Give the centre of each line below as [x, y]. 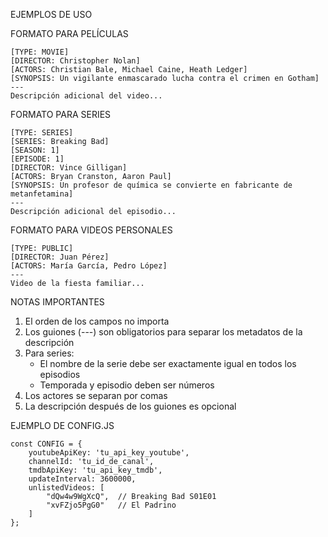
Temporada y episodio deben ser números [127, 385]
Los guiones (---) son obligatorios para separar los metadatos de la [163, 332]
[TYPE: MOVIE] [40, 52]
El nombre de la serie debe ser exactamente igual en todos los [168, 363]
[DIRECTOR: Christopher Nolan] [75, 61]
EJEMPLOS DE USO [51, 14]
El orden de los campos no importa [97, 321]
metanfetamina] [42, 194]
